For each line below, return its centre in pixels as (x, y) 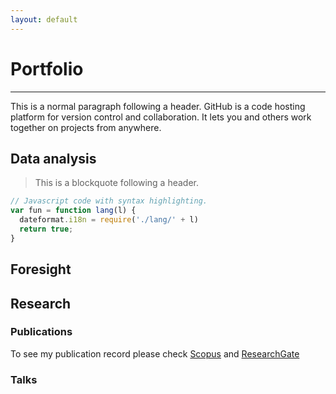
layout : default (44, 19)
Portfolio (47, 68)
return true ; (46, 229)
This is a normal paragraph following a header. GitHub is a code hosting (158, 106)
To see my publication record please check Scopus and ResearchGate (155, 353)
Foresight (41, 269)
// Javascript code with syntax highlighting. (109, 201)
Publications (41, 332)
